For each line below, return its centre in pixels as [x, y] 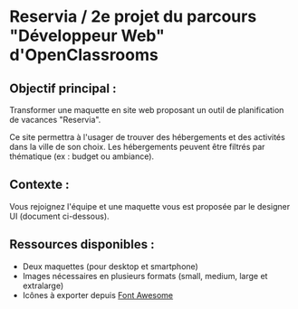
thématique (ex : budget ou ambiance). [82, 156]
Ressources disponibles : [82, 244]
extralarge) [43, 286]
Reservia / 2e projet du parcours [133, 17]
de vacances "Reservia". [55, 120]
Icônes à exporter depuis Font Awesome [98, 295]
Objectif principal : [63, 88]
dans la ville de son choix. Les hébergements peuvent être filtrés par [137, 147]
